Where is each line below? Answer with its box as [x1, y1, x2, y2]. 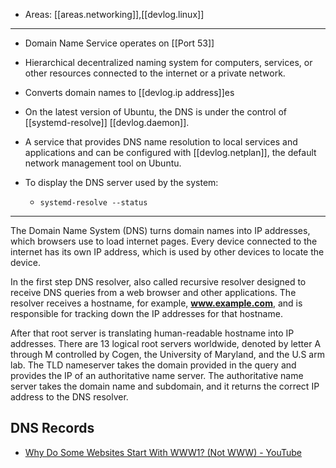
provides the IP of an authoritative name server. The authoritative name [10, 370, 304, 381]
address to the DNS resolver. [10, 391, 129, 403]
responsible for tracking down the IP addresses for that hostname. [10, 308, 283, 319]
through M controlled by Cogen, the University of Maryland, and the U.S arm [10, 349, 325, 360]
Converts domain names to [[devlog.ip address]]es [24, 87, 235, 98]
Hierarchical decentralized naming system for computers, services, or [24, 57, 313, 68]
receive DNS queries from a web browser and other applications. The [10, 287, 297, 298]
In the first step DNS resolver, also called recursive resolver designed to [10, 276, 307, 288]
